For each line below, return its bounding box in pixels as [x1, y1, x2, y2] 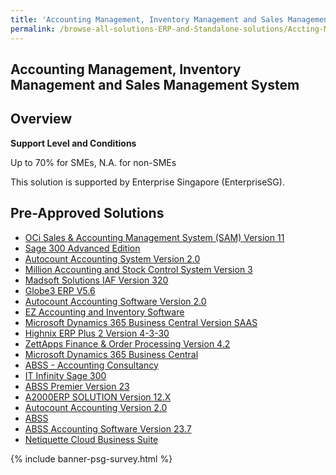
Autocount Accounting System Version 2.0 [24, 252, 201, 265]
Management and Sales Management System [10, 76, 300, 93]
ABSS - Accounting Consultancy [24, 359, 159, 371]
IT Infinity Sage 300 [24, 369, 107, 381]
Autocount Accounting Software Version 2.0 [24, 295, 207, 307]
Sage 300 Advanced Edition [24, 242, 141, 254]
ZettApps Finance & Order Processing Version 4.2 [24, 337, 231, 350]
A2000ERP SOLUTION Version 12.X [24, 391, 172, 403]
